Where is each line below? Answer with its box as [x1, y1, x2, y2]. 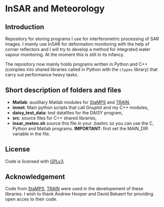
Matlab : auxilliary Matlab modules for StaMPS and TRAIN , [12, 99, 130, 105]
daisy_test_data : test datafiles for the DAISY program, [12, 109, 123, 115]
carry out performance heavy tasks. [5, 72, 79, 77]
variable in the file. [12, 131, 51, 137]
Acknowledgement [5, 173, 65, 181]
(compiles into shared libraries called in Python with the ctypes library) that [5, 66, 158, 72]
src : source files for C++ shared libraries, [12, 115, 97, 121]
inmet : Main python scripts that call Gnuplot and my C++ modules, [12, 104, 149, 110]
